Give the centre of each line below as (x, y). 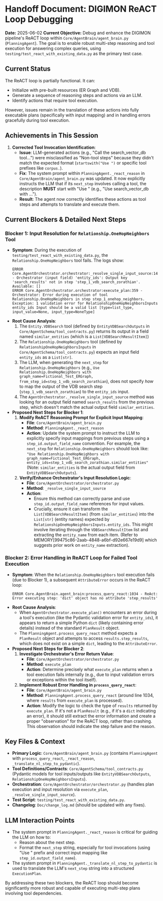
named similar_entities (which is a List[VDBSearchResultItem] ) (84, 337)
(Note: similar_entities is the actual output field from (81, 468)
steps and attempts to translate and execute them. (69, 204)
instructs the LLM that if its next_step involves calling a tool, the (83, 183)
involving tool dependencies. (34, 893)
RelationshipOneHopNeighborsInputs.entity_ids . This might (93, 524)
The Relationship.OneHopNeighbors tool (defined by (71, 342)
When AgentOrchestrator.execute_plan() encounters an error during (88, 612)
